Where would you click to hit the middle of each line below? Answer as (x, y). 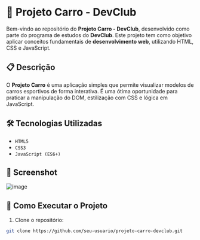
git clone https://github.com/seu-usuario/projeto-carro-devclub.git (95, 231)
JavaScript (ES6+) (38, 154)
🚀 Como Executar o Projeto (57, 206)
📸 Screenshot (32, 172)
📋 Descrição (31, 67)
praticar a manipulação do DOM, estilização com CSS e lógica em (87, 98)
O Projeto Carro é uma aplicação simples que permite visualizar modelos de (100, 85)
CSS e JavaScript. (28, 48)
